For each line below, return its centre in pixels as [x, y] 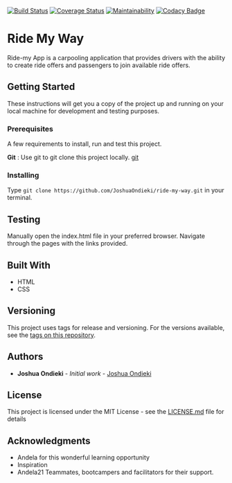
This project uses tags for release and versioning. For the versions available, [116, 327]
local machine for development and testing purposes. [83, 111]
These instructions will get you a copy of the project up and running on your [115, 103]
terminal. [20, 198]
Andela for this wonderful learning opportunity [83, 457]
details [17, 419]
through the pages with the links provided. [68, 244]
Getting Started [41, 87]
